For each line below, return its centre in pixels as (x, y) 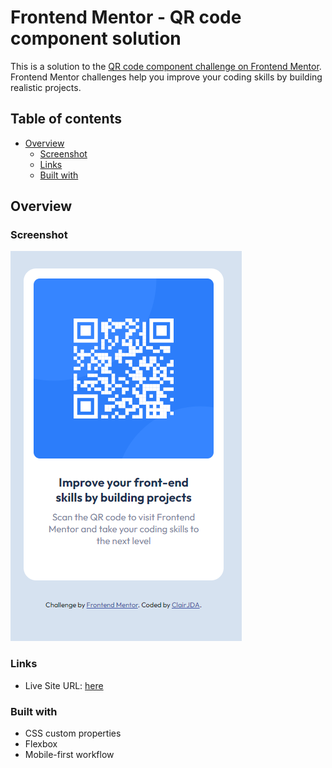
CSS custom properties (73, 733)
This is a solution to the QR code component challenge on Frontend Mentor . (166, 66)
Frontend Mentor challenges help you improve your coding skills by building (166, 77)
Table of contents (66, 119)
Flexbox (41, 744)
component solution (96, 38)
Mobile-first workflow (69, 755)
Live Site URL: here (64, 685)
